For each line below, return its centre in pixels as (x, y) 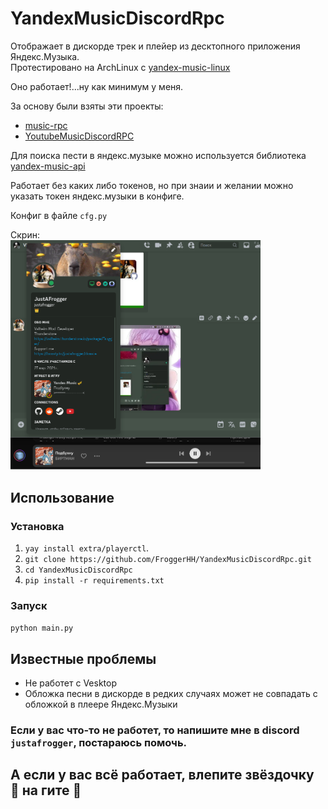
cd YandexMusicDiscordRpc (78, 570)
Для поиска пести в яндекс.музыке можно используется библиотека (158, 155)
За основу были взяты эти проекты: (87, 106)
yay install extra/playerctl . (87, 548)
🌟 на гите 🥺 (46, 790)
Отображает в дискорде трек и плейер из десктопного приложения (155, 46)
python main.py (42, 628)
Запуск (29, 605)
